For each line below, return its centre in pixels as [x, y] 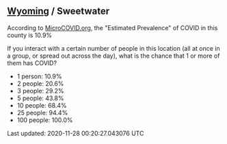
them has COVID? [32, 63]
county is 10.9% [30, 35]
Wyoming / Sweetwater [58, 11]
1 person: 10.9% [39, 76]
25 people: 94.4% [42, 112]
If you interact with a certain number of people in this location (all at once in [113, 48]
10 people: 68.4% [42, 105]
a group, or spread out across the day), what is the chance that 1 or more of [113, 56]
